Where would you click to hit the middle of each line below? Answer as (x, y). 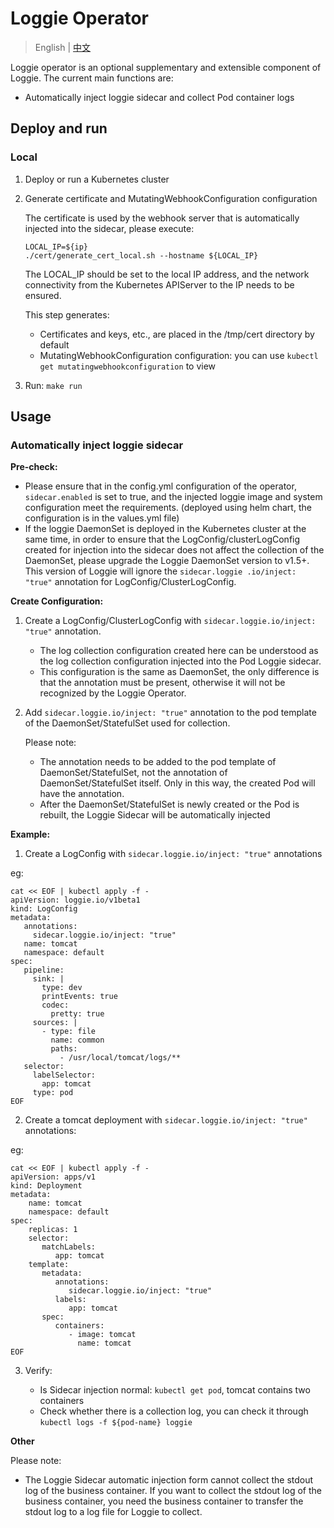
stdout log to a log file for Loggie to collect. (113, 1512)
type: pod (53, 1093)
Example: (30, 834)
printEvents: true (79, 997)
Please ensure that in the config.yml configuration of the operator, (160, 486)
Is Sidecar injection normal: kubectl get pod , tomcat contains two (175, 1390)
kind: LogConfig (44, 909)
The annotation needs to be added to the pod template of (158, 762)
